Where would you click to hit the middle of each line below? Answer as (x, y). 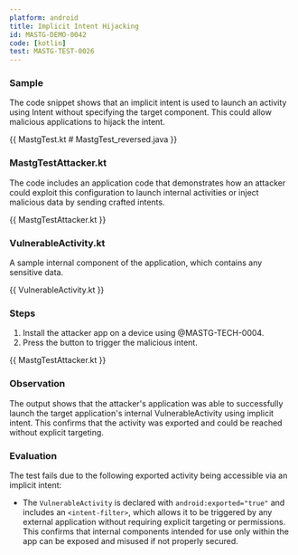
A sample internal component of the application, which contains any (136, 263)
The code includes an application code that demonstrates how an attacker (148, 183)
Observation (37, 384)
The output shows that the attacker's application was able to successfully (146, 403)
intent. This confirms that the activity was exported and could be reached (146, 423)
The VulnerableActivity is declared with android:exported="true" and (154, 502)
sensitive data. (37, 273)
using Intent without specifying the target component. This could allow (141, 112)
